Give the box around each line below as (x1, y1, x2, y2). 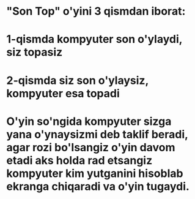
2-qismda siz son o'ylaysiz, (6, 73, 149, 87)
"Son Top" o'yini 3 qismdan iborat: (6, 4, 186, 18)
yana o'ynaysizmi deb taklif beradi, (6, 127, 188, 141)
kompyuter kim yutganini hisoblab (6, 167, 183, 180)
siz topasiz (6, 45, 63, 59)
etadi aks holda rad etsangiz (6, 153, 153, 167)
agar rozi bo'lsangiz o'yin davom (6, 140, 175, 154)
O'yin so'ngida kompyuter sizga (6, 115, 172, 128)
